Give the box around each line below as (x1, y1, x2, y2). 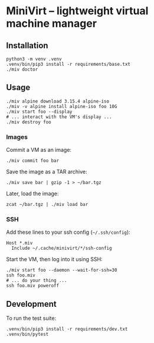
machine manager (6, 17, 97, 30)
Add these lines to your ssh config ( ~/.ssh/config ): (6, 228, 131, 236)
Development (6, 298, 57, 309)
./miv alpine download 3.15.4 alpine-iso (6, 98, 110, 104)
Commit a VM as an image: (6, 147, 72, 154)
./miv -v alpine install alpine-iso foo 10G (6, 103, 117, 109)
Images (6, 132, 28, 141)
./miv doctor (6, 66, 38, 72)
